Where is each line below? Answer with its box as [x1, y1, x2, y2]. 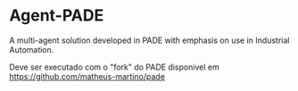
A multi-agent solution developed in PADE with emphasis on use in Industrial [9, 35, 290, 45]
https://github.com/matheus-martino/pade [9, 70, 165, 81]
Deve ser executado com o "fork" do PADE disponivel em [9, 62, 220, 72]
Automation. [9, 44, 54, 54]
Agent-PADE [9, 5, 104, 26]
